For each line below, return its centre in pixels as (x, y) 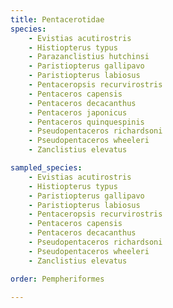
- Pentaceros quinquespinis (86, 122)
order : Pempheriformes (57, 279)
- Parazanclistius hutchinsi (89, 57)
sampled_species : (46, 168)
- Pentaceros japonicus (78, 112)
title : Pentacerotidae (57, 19)
